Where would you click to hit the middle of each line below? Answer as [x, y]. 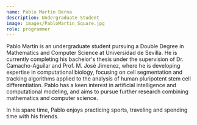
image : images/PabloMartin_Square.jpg [56, 23]
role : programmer [28, 29]
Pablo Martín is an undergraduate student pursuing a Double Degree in [95, 46]
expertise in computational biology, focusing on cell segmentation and [95, 72]
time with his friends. [33, 116]
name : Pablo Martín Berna [39, 12]
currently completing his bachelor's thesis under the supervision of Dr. [95, 59]
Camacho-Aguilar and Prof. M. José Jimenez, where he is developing [93, 66]
